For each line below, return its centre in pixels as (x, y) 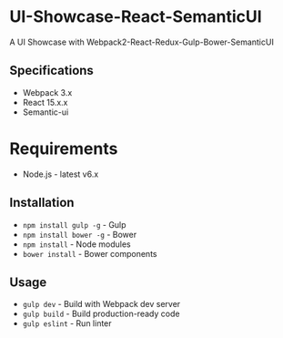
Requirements (64, 149)
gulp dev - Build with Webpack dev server (101, 304)
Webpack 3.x (47, 92)
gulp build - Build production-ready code (101, 314)
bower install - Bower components (90, 253)
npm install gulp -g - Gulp (74, 224)
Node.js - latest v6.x (61, 174)
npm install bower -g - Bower (80, 234)
